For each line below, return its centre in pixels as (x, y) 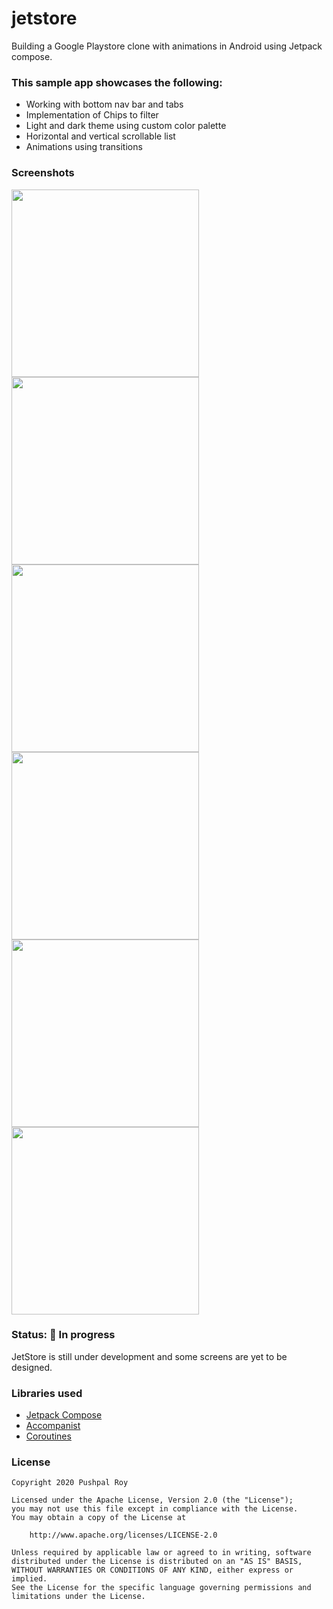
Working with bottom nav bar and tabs (104, 104)
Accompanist (53, 1426)
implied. (29, 1579)
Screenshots (43, 173)
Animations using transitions (84, 147)
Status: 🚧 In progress (63, 1335)
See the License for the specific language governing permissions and (161, 1588)
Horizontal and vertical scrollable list (100, 136)
